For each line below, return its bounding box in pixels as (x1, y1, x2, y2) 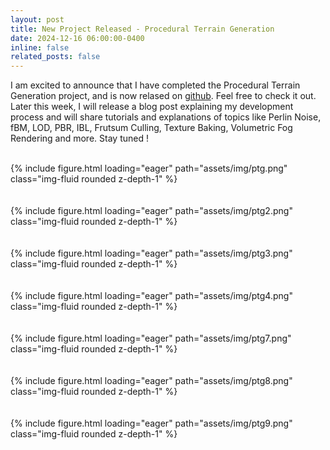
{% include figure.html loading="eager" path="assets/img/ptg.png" (10, 162, 288, 175)
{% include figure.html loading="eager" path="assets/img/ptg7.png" (10, 332, 292, 345)
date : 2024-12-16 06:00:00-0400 (10, 33, 145, 43)
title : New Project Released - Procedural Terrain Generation (10, 24, 275, 34)
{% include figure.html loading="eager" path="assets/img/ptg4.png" (10, 290, 293, 302)
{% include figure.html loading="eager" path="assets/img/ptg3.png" (10, 247, 293, 260)
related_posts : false (10, 52, 101, 62)
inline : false (10, 42, 70, 53)
